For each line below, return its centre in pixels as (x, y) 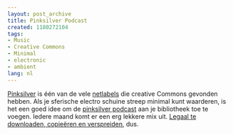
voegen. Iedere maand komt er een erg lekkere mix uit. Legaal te (102, 116)
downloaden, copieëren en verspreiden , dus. (73, 124)
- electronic (27, 60)
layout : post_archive (40, 14)
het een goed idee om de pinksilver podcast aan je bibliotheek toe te (108, 109)
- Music (19, 40)
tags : (15, 34)
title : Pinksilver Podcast (47, 21)
